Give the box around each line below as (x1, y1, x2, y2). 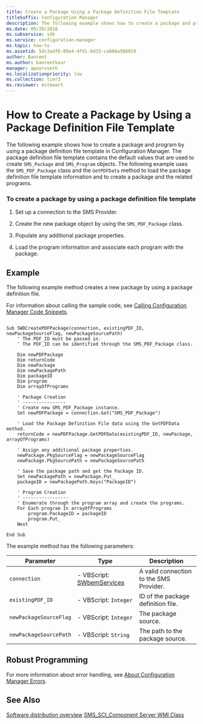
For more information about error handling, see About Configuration (6, 671, 175, 678)
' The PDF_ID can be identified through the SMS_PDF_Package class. (17, 341, 193, 347)
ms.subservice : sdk (6, 31, 56, 38)
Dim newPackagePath (17, 367, 66, 374)
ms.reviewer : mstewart (6, 82, 63, 88)
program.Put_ (28, 516, 61, 522)
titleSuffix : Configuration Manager (6, 15, 98, 21)
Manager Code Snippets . (6, 308, 68, 315)
